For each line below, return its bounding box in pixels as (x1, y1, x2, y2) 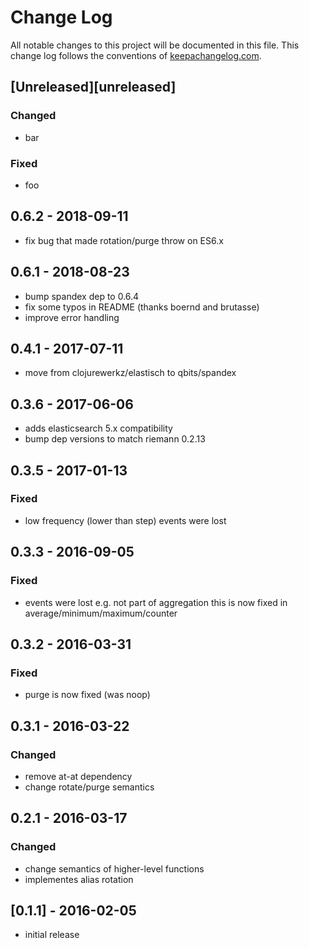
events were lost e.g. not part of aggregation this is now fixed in (24, 596, 288, 608)
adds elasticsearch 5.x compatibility (24, 422, 173, 435)
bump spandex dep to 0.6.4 (24, 290, 140, 302)
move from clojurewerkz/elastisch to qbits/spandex (24, 367, 237, 379)
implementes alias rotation (24, 873, 134, 885)
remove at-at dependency (24, 770, 133, 782)
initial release (24, 929, 80, 941)
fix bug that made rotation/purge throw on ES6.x (24, 234, 224, 246)
